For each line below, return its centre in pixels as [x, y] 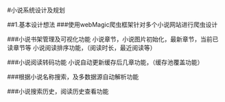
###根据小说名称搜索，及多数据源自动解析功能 [73, 77]
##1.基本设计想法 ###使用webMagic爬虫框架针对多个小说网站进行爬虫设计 [113, 25]
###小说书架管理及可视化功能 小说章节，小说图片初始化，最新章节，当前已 [113, 39]
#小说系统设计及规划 [36, 10]
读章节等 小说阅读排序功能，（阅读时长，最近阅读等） [82, 48]
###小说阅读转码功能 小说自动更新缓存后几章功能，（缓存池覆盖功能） [105, 62]
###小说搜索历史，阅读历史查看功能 [58, 91]
